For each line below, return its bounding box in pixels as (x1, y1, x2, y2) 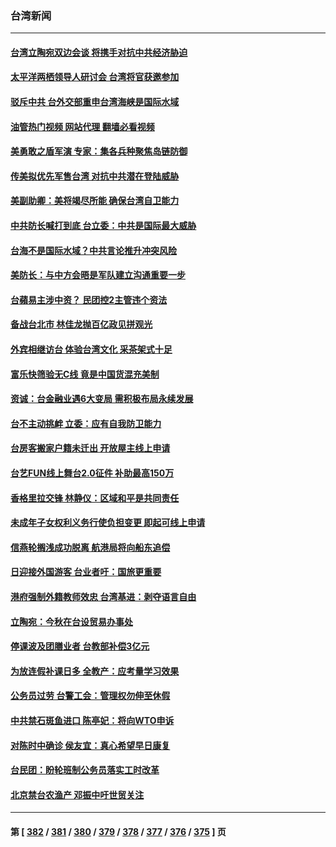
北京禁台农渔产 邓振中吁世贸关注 (10, 788, 145, 801)
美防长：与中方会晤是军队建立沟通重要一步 (10, 269, 186, 281)
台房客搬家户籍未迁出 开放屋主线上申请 (10, 442, 171, 454)
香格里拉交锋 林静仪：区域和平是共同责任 (10, 492, 180, 504)
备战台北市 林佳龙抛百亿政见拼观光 (10, 318, 153, 331)
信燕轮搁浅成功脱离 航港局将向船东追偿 (10, 541, 171, 553)
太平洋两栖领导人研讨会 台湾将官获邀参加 (10, 71, 180, 83)
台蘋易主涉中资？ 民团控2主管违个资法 (10, 293, 168, 306)
